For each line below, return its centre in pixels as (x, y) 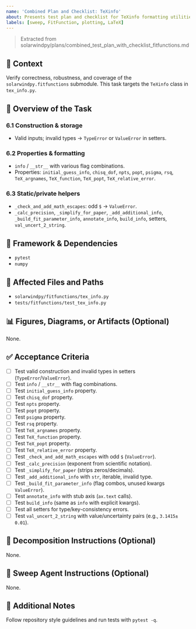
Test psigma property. (40, 417)
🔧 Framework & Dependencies (62, 243)
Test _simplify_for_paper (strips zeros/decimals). (74, 470)
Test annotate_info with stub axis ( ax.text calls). (73, 496)
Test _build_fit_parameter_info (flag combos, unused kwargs (90, 483)
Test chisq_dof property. (44, 397)
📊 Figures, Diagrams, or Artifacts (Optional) (88, 322)
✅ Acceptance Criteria (48, 357)
